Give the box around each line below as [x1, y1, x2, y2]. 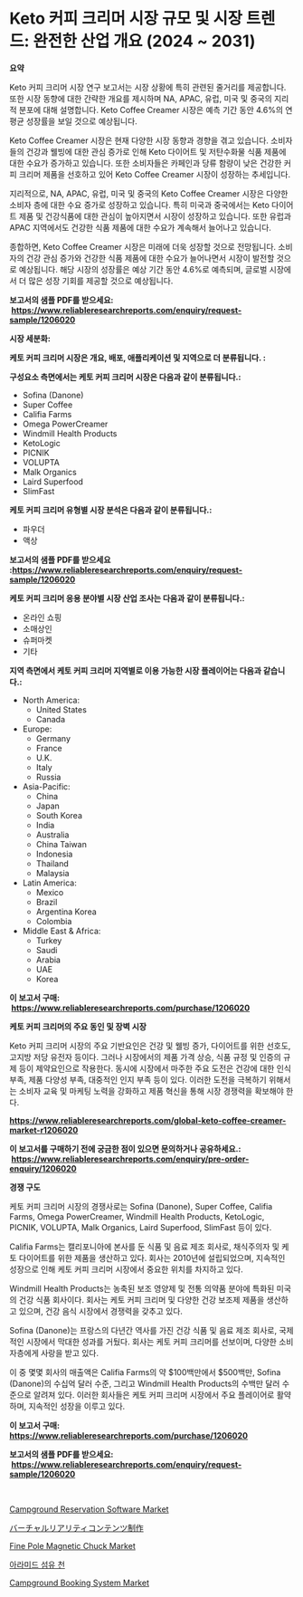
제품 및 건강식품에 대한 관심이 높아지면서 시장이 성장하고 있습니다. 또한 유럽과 [18, 210, 292, 222]
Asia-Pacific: [22, 780, 71, 792]
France [35, 742, 63, 753]
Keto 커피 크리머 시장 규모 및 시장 [9, 8, 242, 29]
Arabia [35, 954, 62, 965]
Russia [35, 771, 62, 782]
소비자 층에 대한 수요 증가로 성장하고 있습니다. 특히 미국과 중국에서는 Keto [9, 199, 270, 210]
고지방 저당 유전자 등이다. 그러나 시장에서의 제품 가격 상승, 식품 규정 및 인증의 [9, 1051, 282, 1062]
